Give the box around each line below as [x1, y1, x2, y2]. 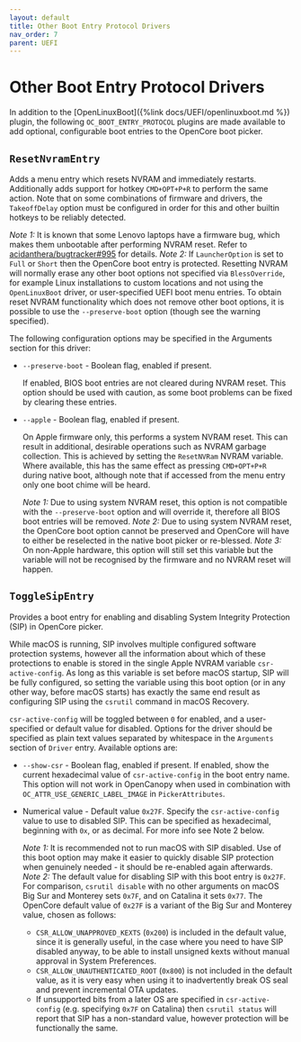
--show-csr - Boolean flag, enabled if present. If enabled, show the [22, 759, 270, 770]
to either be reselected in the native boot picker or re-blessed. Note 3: [22, 535, 282, 546]
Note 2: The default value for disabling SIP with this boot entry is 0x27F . [22, 871, 286, 882]
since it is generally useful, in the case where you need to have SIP [35, 936, 284, 947]
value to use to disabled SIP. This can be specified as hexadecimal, [22, 815, 271, 826]
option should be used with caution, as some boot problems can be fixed [22, 387, 293, 397]
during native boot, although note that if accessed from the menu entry [22, 470, 286, 480]
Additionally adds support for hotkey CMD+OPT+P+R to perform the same [9, 184, 269, 194]
